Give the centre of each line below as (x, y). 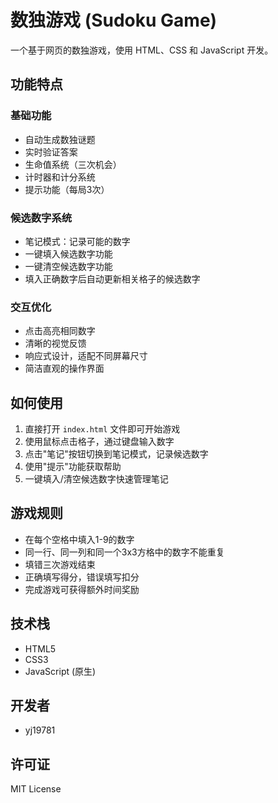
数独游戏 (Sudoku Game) (114, 20)
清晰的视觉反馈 (55, 343)
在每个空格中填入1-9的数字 (79, 539)
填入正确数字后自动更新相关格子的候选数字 (112, 278)
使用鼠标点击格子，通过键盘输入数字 (99, 442)
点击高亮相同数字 (60, 331)
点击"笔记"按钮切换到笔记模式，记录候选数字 (116, 454)
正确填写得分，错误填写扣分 (82, 577)
